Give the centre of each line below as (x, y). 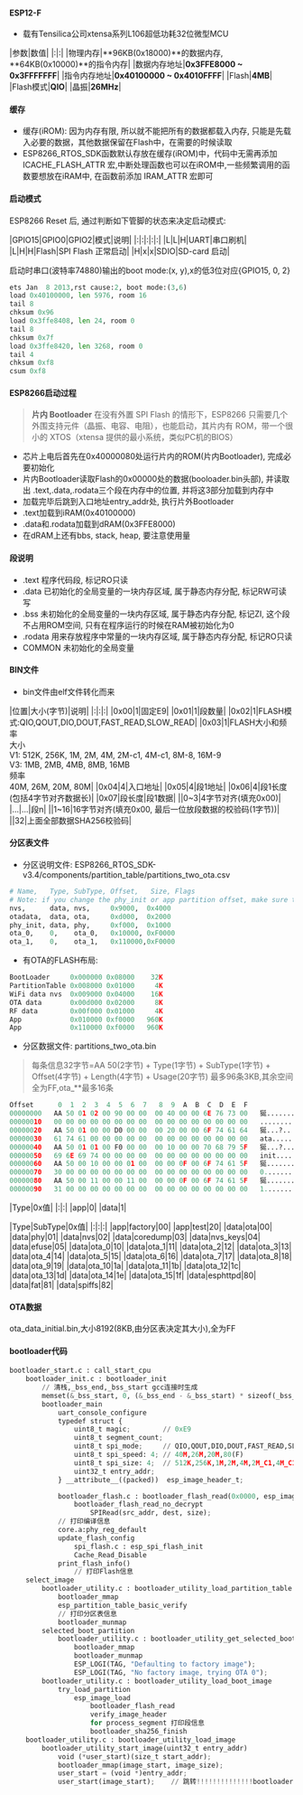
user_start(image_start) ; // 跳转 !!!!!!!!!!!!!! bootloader (175, 1782)
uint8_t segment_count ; (119, 1438)
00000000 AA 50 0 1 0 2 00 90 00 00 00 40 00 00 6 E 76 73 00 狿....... (152, 1114)
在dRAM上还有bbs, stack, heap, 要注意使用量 (106, 536)
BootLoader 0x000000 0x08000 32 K (87, 977)
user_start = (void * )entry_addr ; (122, 1773)
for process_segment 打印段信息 (147, 1723)
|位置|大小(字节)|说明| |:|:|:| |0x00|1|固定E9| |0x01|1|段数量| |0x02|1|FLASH (147, 710)
